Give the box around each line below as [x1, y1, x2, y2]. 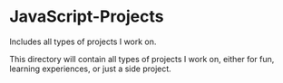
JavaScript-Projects [9, 6, 164, 27]
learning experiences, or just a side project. [9, 63, 172, 74]
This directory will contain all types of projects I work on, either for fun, [9, 53, 275, 64]
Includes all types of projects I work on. [9, 36, 157, 47]
